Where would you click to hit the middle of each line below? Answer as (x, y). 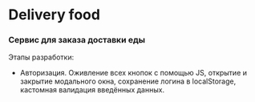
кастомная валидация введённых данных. (92, 90)
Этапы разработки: (41, 57)
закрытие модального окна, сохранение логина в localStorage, (128, 81)
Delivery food (54, 15)
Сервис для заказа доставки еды (77, 40)
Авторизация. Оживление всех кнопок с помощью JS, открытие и (133, 73)
